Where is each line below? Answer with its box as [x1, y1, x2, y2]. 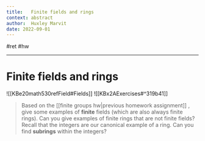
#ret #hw [6, 43, 29, 50]
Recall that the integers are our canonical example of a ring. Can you [21, 121, 194, 129]
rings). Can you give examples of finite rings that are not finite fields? [21, 115, 195, 122]
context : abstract [6, 15, 53, 21]
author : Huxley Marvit [6, 20, 67, 26]
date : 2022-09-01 [6, 26, 51, 32]
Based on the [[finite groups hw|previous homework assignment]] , [21, 102, 190, 109]
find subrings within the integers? [21, 128, 107, 135]
